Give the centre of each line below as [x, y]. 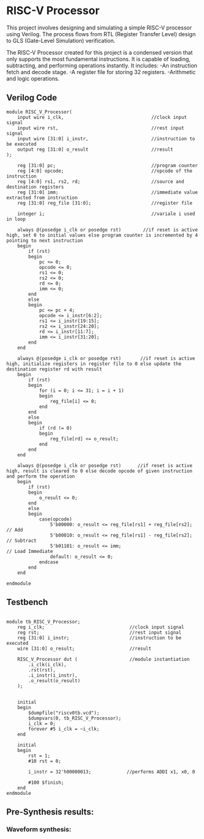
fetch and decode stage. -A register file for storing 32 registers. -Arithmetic [101, 72]
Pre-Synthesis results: [50, 812]
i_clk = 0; [42, 723]
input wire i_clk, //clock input [102, 117]
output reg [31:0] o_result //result [95, 149]
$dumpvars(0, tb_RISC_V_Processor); [75, 718]
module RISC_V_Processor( [39, 112]
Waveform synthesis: [39, 829]
